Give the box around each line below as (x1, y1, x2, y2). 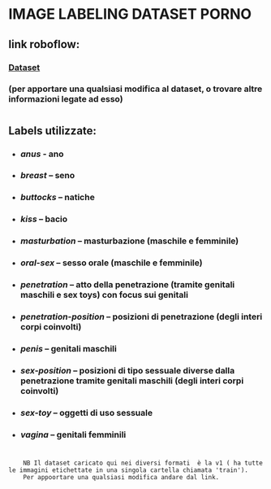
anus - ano (19, 148, 64, 159)
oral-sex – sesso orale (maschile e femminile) (19, 257, 203, 269)
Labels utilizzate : (8, 124, 97, 138)
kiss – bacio (19, 213, 68, 225)
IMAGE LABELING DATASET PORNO (8, 5, 252, 24)
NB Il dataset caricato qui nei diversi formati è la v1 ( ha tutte (23, 459, 264, 467)
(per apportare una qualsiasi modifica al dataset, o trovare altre (8, 83, 263, 94)
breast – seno (19, 170, 75, 181)
